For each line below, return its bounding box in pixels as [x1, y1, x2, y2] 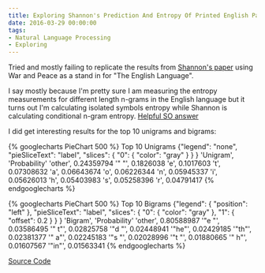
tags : [8, 26, 26, 34]
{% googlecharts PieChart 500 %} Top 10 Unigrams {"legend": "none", [8, 142, 238, 151]
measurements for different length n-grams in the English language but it [8, 95, 245, 104]
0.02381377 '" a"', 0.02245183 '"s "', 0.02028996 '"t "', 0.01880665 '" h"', [8, 233, 248, 242]
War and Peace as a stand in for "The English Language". [8, 71, 194, 80]
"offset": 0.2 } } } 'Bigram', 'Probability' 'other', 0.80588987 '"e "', [8, 216, 220, 226]
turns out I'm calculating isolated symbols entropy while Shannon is [8, 103, 227, 113]
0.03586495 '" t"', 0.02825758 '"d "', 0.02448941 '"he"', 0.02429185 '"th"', [8, 224, 252, 234]
